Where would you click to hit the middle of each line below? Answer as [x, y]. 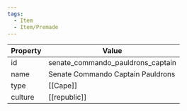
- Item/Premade [36, 27]
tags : [15, 14]
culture [23, 98]
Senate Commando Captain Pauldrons [112, 74]
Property [26, 51]
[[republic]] [68, 98]
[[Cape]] [63, 86]
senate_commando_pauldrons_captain [113, 63]
